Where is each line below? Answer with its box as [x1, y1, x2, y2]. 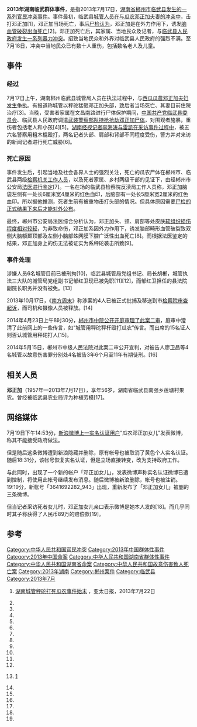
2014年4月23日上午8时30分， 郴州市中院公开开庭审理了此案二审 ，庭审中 [6, 317, 181, 324]
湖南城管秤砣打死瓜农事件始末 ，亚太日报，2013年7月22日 [15, 587, 155, 594]
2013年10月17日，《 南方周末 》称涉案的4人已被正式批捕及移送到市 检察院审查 [6, 297, 188, 304]
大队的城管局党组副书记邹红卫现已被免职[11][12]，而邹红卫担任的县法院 [16, 277, 188, 284]
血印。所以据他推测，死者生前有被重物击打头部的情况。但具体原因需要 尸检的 [6, 198, 191, 205]
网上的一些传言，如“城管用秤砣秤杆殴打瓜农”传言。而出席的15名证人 [26, 324, 191, 331]
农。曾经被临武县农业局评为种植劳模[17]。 [6, 394, 108, 401]
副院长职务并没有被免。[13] [6, 285, 72, 292]
